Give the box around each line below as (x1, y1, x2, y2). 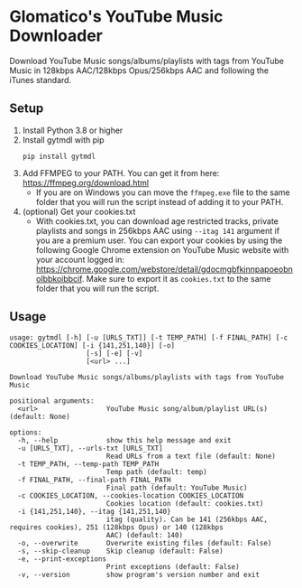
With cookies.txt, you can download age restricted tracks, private (35, 215, 279, 227)
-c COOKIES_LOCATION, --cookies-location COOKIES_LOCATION (17, 490, 244, 500)
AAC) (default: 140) (105, 530, 183, 539)
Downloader (9, 25, 104, 46)
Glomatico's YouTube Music (9, 6, 224, 27)
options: (9, 427, 42, 437)
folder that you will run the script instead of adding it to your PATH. (35, 196, 284, 207)
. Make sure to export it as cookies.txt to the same (81, 273, 271, 284)
